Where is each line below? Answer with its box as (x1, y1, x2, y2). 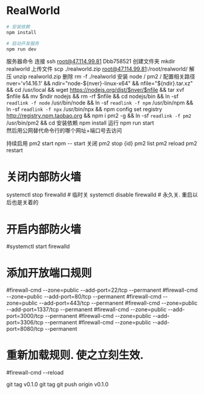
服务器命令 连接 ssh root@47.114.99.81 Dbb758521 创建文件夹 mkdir (6, 58, 175, 65)
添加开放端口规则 (6, 266, 93, 280)
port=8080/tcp (6, 325, 44, 333)
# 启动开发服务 (6, 40, 40, 46)
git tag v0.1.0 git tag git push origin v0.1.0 (6, 381, 109, 388)
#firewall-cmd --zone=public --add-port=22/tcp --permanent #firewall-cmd (6, 286, 198, 294)
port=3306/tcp (6, 319, 44, 326)
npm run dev (6, 46, 37, 52)
